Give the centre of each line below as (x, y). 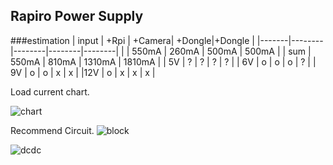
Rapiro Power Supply (77, 16)
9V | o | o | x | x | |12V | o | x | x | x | (83, 72)
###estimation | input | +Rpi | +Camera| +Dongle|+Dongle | (132, 40)
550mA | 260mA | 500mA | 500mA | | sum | (221, 51)
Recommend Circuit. (52, 130)
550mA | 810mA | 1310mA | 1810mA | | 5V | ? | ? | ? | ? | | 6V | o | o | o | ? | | (163, 61)
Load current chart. (50, 91)
